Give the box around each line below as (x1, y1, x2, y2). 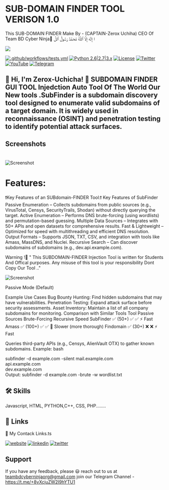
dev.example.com (5, 366, 42, 372)
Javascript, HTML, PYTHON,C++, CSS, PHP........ (5, 402, 107, 408)
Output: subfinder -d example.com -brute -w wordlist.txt (5, 371, 122, 378)
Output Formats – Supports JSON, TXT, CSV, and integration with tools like (5, 234, 160, 240)
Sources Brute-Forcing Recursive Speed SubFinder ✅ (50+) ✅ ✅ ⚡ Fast (5, 316, 153, 322)
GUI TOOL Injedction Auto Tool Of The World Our (5, 83, 160, 92)
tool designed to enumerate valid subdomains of (5, 99, 160, 107)
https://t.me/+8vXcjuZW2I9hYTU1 (5, 479, 75, 485)
